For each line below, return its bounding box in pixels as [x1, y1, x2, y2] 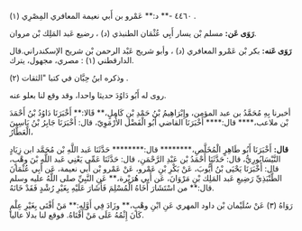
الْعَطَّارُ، [9, 126, 33, 137]
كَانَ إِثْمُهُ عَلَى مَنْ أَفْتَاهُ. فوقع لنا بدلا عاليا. [9, 209, 144, 220]
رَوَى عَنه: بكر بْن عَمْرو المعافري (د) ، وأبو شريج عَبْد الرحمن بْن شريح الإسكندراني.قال [9, 45, 292, 56]
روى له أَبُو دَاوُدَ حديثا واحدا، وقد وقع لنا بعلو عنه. [9, 90, 167, 100]
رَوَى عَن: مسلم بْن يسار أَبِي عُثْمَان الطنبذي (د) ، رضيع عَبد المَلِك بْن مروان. [9, 28, 257, 38]
